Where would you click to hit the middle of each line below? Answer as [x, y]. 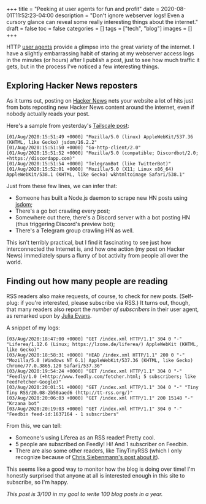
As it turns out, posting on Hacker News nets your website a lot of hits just [100, 100]
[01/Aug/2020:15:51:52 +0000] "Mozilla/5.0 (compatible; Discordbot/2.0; [103, 153]
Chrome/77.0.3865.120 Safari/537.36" [55, 366]
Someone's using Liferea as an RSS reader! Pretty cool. [85, 437]
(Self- [187, 296]
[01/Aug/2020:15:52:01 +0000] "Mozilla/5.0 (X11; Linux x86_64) [90, 169]
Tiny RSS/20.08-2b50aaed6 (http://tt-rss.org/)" [70, 393]
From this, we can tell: [34, 425]
